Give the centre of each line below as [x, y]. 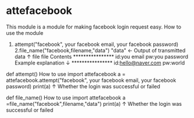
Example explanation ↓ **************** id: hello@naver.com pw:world [100, 63]
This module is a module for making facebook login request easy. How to [94, 27]
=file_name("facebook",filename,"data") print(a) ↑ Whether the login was [94, 103]
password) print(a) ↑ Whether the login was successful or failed [83, 86]
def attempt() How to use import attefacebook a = [66, 74]
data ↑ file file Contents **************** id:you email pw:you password [101, 56]
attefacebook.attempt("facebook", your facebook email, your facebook [91, 80]
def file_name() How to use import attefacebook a [66, 98]
